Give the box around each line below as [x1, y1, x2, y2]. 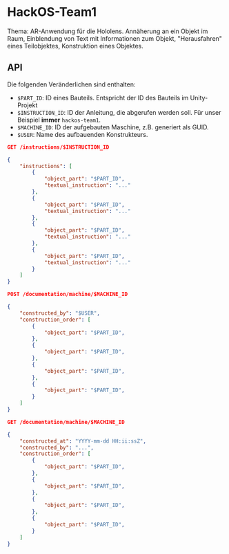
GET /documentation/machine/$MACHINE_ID [7, 418, 126, 425]
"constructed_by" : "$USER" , [19, 309, 100, 317]
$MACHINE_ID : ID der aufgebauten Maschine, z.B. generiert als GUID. [17, 122, 209, 131]
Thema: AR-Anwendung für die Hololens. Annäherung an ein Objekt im [7, 27, 208, 35]
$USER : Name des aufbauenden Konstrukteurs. [17, 130, 148, 138]
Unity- [190, 93, 208, 102]
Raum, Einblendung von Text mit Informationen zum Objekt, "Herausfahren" [7, 34, 223, 42]
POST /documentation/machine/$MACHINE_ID [7, 291, 128, 298]
